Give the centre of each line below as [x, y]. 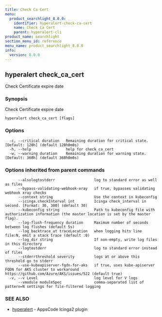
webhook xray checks [26, 193]
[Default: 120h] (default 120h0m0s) [42, 145]
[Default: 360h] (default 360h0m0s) [42, 158]
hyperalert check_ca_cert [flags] [40, 118]
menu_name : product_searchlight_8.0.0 [44, 46]
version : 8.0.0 [25, 55]
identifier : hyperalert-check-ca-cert [53, 23]
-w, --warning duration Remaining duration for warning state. [78, 153]
